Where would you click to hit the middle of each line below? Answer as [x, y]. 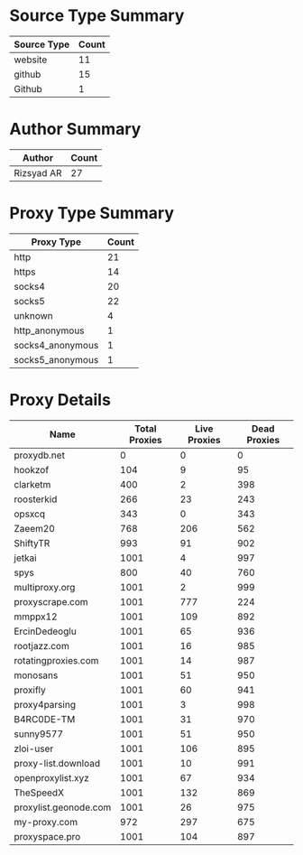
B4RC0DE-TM [45, 719]
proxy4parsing [45, 704]
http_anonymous [49, 330]
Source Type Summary [97, 16]
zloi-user [34, 748]
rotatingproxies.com [56, 660]
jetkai [26, 558]
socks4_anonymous [56, 345]
